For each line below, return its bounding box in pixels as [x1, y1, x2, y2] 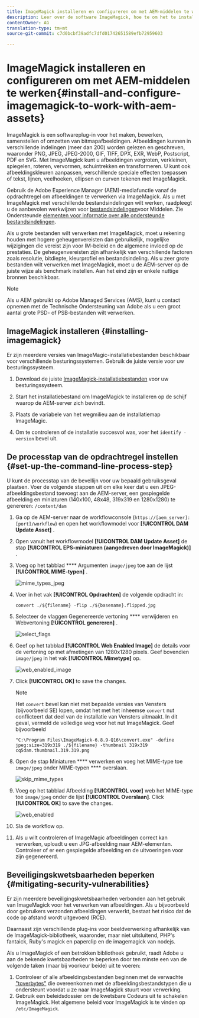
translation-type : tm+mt [6, 25, 68, 31]
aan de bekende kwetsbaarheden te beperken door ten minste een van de [6, 955, 187, 962]
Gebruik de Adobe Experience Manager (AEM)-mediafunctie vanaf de [6, 187, 177, 194]
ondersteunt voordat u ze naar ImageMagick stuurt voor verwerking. [15, 986, 182, 993]
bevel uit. [35, 434, 58, 442]
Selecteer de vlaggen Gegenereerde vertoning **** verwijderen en [15, 613, 178, 620]
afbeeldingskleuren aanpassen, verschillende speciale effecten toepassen [6, 169, 188, 176]
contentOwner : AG [6, 20, 50, 25]
